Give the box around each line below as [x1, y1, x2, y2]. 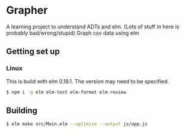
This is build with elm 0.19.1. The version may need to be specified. [6, 77, 170, 85]
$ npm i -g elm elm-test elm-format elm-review [6, 89, 127, 95]
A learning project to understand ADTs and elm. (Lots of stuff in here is [6, 23, 180, 30]
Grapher [6, 4, 48, 17]
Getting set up [6, 47, 60, 57]
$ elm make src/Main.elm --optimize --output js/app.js [6, 121, 148, 127]
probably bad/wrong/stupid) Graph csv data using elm [6, 29, 140, 36]
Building [6, 105, 37, 115]
